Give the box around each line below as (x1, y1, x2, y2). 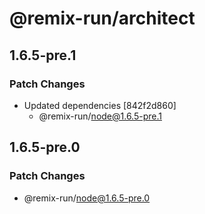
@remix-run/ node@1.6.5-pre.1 (38, 110, 162, 122)
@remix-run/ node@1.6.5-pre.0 (23, 192, 151, 204)
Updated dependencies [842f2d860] (23, 99, 177, 111)
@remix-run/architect (9, 7, 196, 30)
